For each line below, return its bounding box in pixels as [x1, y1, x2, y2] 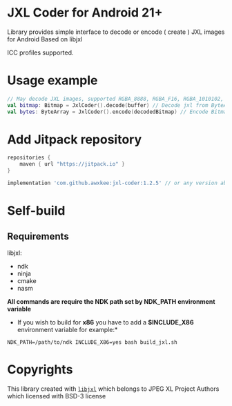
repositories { [7, 154, 51, 162]
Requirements [7, 230, 69, 242]
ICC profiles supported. [7, 48, 74, 57]
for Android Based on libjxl [7, 35, 83, 43]
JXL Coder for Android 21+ [7, 5, 163, 21]
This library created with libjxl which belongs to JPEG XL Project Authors [7, 385, 220, 393]
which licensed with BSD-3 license [7, 391, 106, 400]
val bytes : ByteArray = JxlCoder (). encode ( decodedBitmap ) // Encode [7, 108, 209, 115]
